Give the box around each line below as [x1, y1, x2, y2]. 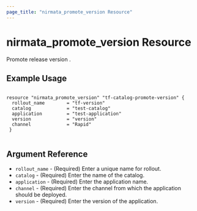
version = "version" [12, 116, 97, 122]
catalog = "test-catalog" [12, 105, 111, 112]
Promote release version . [6, 56, 72, 63]
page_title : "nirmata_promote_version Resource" [6, 9, 133, 15]
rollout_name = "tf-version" [12, 100, 105, 106]
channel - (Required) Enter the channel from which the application [15, 185, 182, 192]
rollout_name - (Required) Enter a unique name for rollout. [15, 165, 162, 172]
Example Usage [6, 73, 67, 83]
